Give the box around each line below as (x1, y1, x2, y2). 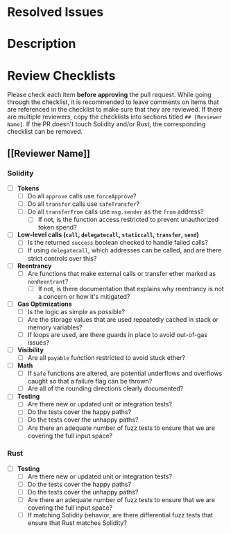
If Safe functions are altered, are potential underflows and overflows (27, 369, 223, 378)
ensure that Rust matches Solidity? (27, 519, 127, 527)
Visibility (17, 345, 44, 354)
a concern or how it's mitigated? (37, 292, 130, 300)
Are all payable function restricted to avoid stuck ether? (27, 354, 186, 361)
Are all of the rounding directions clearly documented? (27, 384, 184, 393)
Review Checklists (7, 67, 116, 83)
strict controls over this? (27, 254, 97, 262)
